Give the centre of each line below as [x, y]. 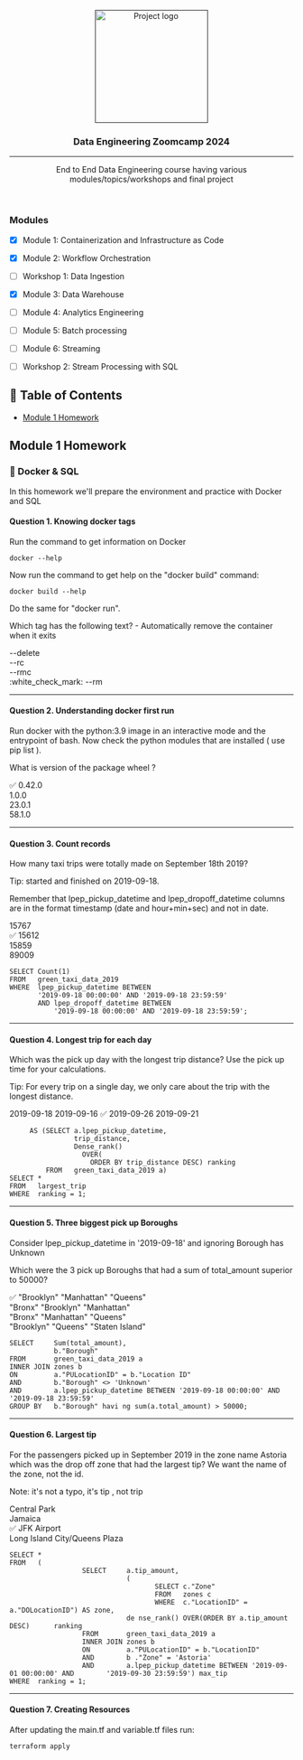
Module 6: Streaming [61, 348]
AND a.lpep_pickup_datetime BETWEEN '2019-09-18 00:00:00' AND [145, 1390]
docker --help [36, 558]
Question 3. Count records [60, 843]
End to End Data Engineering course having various [151, 170]
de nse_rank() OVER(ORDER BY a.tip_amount [207, 1618]
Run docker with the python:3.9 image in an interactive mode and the [138, 731]
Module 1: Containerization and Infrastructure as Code [123, 239]
